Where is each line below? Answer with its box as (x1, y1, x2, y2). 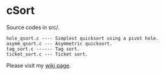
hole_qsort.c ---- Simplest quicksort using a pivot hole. (6, 35, 159, 41)
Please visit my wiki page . (6, 62, 71, 69)
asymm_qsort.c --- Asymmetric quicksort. (6, 41, 113, 47)
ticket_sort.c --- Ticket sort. (6, 51, 88, 57)
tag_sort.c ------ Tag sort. (6, 46, 80, 52)
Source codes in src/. (6, 24, 60, 31)
